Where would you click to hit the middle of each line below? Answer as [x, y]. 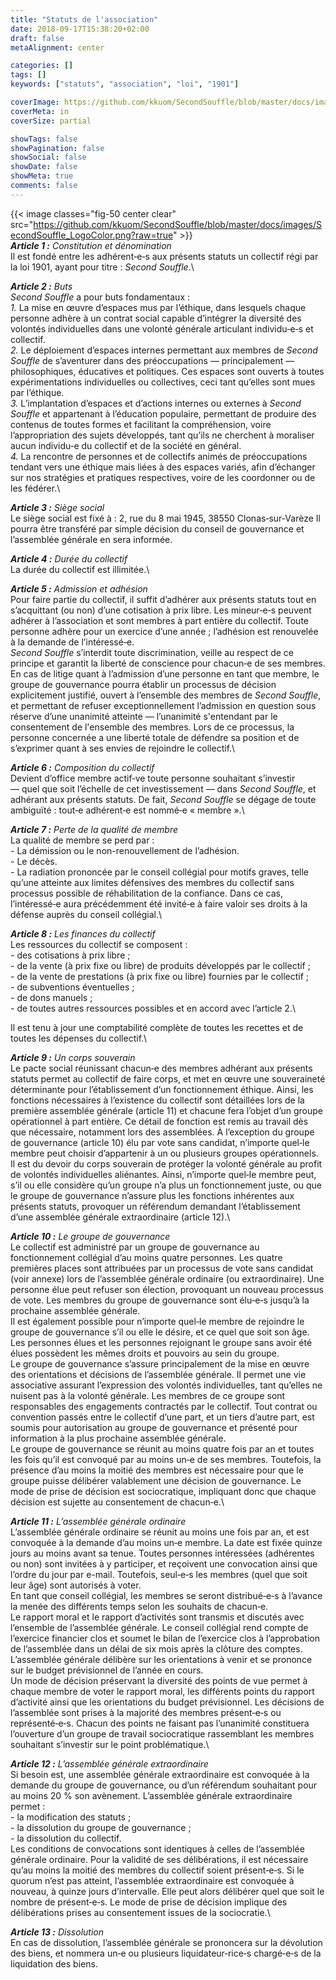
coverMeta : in [40, 111]
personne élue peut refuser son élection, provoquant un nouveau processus [167, 1289]
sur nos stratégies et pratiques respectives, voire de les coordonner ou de [163, 477]
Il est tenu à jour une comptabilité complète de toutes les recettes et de [157, 1027]
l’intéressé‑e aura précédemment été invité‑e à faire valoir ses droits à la [159, 903]
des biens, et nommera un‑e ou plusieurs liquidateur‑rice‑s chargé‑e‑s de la [166, 1953]
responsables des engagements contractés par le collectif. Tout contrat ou [164, 1406]
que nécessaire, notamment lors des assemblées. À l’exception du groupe [162, 1132]
